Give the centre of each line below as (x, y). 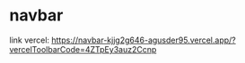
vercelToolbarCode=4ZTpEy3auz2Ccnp (83, 49)
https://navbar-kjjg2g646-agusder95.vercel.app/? (144, 40)
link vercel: (30, 40)
